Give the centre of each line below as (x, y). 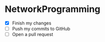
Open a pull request (33, 34)
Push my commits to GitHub (41, 29)
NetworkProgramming (52, 9)
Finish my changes (32, 23)
